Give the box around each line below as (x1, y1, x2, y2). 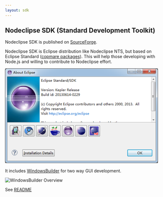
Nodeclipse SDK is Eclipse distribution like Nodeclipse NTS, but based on (5, 48, 152, 54)
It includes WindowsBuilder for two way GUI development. (5, 168, 122, 174)
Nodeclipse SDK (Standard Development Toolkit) (5, 27, 155, 35)
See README (5, 187, 32, 193)
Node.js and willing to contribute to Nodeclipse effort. (5, 59, 113, 65)
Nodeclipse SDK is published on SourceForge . (5, 39, 98, 45)
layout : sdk (5, 8, 29, 13)
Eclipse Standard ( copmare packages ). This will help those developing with (5, 54, 155, 60)
